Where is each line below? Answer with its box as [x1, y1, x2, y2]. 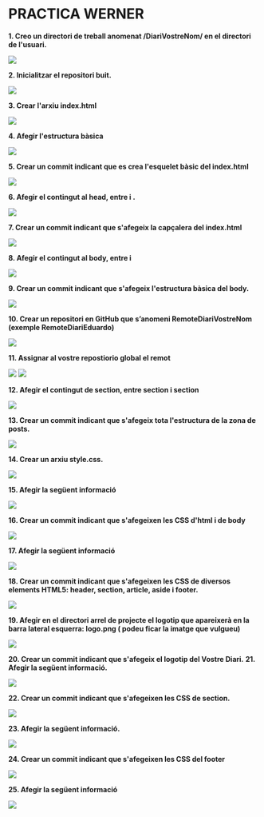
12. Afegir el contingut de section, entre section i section [8, 385, 199, 394]
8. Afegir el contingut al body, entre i [8, 253, 132, 262]
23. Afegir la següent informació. [8, 723, 120, 733]
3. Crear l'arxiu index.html [8, 101, 97, 110]
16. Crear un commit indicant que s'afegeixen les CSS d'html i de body [8, 515, 246, 524]
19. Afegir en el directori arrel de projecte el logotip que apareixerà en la [8, 615, 250, 624]
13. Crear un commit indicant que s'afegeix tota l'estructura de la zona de [8, 415, 257, 424]
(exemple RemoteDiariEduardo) [8, 322, 115, 332]
